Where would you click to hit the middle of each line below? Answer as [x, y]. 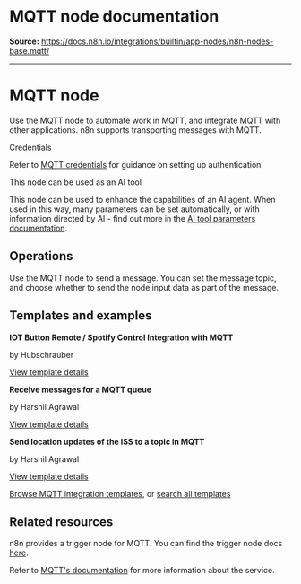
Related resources [61, 522]
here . [19, 553]
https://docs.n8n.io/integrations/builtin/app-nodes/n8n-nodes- [158, 41]
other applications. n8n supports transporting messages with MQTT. [135, 130]
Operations [41, 256]
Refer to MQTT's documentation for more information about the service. [142, 571]
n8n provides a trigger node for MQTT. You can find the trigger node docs [146, 544]
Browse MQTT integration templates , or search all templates [120, 493]
